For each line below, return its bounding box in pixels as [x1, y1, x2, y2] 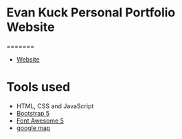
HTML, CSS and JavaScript [16, 101, 94, 110]
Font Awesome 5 [16, 116, 65, 125]
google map [16, 123, 51, 131]
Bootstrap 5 [16, 109, 50, 117]
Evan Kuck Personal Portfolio [6, 5, 176, 21]
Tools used [6, 79, 71, 95]
